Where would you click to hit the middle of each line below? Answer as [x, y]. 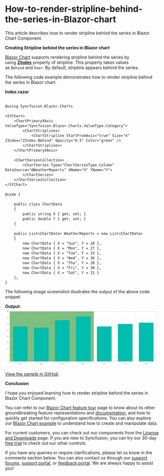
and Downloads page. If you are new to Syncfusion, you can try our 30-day [81, 438]
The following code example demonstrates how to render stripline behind [79, 77]
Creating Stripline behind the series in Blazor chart [57, 48]
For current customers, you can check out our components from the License [82, 432]
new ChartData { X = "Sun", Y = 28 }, [62, 243]
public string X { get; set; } [54, 214]
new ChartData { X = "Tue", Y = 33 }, [62, 253]
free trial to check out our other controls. [46, 443]
